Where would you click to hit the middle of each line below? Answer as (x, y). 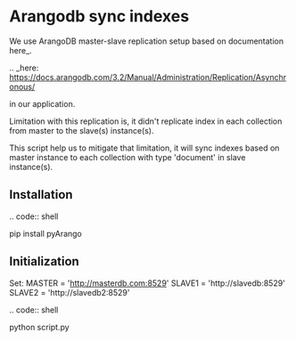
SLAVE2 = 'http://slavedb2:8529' (70, 292)
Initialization (45, 261)
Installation (41, 195)
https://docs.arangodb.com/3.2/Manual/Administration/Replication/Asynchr (148, 77)
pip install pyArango (46, 233)
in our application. (42, 103)
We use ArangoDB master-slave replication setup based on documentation (146, 41)
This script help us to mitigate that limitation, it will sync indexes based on (144, 148)
